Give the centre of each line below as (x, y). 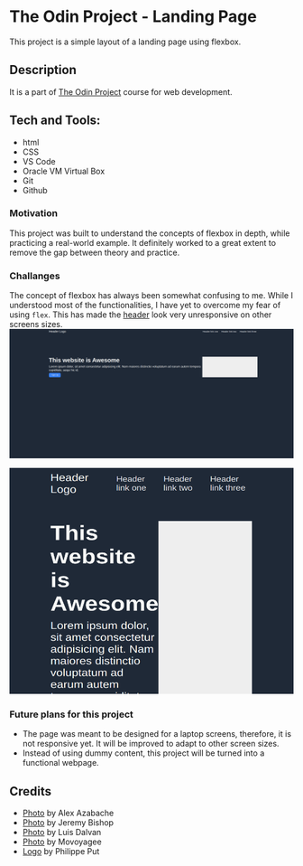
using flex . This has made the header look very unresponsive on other (141, 315)
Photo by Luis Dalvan (62, 833)
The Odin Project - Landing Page (133, 17)
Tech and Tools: (55, 121)
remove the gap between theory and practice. (95, 252)
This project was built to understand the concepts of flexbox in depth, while (150, 233)
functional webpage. (60, 763)
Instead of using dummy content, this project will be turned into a (143, 753)
